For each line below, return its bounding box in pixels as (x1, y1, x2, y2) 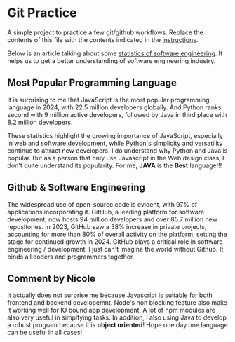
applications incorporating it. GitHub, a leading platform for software (7, 207, 205, 216)
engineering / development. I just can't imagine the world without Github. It (7, 245, 224, 253)
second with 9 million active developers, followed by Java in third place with (7, 110, 227, 118)
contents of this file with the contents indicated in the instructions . (7, 35, 199, 43)
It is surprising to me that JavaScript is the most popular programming (7, 95, 210, 104)
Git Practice (7, 5, 77, 21)
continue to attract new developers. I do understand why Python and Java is (7, 146, 228, 155)
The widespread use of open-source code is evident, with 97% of (7, 200, 198, 208)
